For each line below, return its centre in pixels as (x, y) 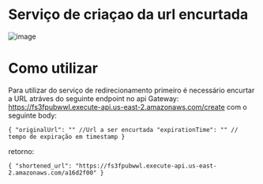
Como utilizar (53, 68)
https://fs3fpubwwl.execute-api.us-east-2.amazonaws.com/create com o (128, 107)
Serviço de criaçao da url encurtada (128, 15)
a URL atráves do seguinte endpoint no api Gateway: (94, 98)
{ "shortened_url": (40, 166)
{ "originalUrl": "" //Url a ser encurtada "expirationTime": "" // (123, 130)
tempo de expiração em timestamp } (67, 137)
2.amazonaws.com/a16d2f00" (53, 173)
